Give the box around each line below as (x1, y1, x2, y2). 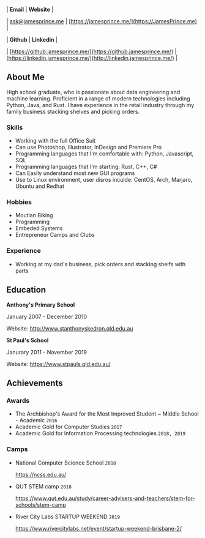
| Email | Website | (6, 6, 54, 13)
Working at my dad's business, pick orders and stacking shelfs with (15, 260, 186, 267)
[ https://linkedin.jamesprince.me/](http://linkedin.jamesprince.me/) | (6, 54, 178, 61)
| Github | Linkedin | (6, 36, 58, 43)
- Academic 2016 (15, 417, 58, 424)
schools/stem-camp (15, 501, 66, 508)
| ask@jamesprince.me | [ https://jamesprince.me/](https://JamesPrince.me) (6, 18, 198, 24)
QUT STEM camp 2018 (15, 482, 72, 490)
